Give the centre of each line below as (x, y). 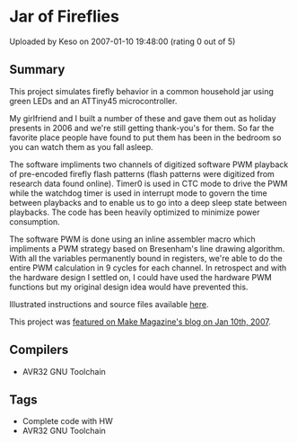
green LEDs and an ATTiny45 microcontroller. (93, 101)
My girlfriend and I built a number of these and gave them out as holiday (143, 118)
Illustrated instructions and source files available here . (109, 304)
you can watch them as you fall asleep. (82, 146)
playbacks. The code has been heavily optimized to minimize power (135, 212)
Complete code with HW (68, 421)
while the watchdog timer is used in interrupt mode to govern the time (138, 193)
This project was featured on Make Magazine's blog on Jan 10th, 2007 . (140, 322)
